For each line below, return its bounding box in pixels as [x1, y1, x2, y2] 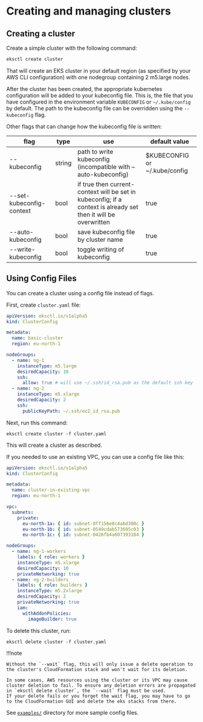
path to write [77, 147, 114, 156]
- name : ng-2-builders [11, 577, 69, 583]
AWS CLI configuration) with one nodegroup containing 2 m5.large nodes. [6, 73, 190, 81]
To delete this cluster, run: [6, 627, 71, 634]
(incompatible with [77, 162, 130, 171]
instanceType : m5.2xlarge [17, 588, 83, 594]
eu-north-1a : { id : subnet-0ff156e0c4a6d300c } [22, 520, 145, 527]
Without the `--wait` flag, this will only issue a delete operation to [6, 661, 193, 667]
